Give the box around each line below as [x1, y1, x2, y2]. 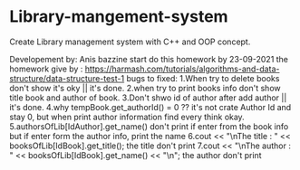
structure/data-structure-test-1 [9, 72, 125, 83]
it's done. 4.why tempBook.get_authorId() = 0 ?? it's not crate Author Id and [9, 101, 292, 112]
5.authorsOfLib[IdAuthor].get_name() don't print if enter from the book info [9, 120, 289, 132]
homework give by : [9, 63, 83, 74]
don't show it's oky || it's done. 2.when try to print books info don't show [9, 82, 281, 93]
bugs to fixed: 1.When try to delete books [126, 72, 280, 83]
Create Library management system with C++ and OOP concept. [9, 36, 251, 47]
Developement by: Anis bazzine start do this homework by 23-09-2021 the [9, 53, 288, 64]
